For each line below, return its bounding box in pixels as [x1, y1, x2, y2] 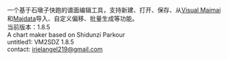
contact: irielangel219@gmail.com [7, 45, 103, 53]
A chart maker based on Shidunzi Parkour [7, 31, 126, 39]
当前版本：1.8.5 [7, 23, 50, 31]
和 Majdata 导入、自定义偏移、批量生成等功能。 [7, 14, 139, 22]
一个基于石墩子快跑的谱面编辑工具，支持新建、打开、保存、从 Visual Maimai [7, 6, 221, 14]
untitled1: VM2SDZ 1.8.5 [7, 38, 74, 46]
